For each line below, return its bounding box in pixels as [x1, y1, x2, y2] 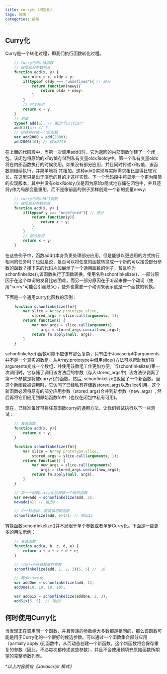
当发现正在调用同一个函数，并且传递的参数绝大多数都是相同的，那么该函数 [5, 628, 158, 634]
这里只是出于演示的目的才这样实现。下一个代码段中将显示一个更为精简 [18, 174, 162, 180]
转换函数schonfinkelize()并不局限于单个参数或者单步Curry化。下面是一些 [5, 523, 154, 529]
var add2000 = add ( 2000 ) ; [14, 135, 68, 140]
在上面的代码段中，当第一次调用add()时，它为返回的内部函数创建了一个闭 [5, 149, 156, 155]
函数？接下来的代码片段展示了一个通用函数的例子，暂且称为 [13, 265, 136, 271]
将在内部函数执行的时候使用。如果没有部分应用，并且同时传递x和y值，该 [5, 161, 154, 167]
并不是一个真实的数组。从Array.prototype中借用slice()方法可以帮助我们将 [5, 357, 155, 363]
